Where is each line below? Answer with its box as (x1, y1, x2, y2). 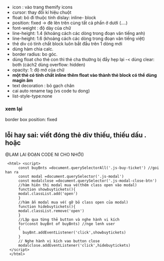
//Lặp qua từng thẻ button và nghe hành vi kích (18, 217, 120, 222)
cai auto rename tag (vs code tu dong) (12, 88, 90, 94)
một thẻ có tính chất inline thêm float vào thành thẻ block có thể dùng (12, 72, 157, 78)
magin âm (12, 77, 33, 83)
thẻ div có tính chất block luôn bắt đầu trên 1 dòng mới (12, 41, 123, 46)
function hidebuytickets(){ (18, 204, 76, 209)
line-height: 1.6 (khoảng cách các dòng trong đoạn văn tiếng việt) (12, 35, 145, 41)
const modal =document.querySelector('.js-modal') (18, 174, 124, 179)
